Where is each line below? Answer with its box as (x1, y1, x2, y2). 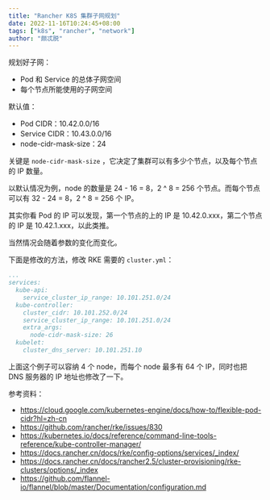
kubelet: (15, 339, 45, 347)
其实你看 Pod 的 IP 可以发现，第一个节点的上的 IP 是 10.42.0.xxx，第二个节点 (8, 210, 263, 220)
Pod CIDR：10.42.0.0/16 (19, 119, 100, 129)
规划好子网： (8, 57, 51, 67)
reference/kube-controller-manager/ (19, 439, 142, 448)
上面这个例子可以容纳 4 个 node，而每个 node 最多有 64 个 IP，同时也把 (8, 361, 247, 371)
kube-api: (15, 286, 48, 294)
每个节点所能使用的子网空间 (19, 85, 113, 94)
